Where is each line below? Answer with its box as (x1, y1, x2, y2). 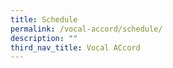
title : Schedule (10, 14, 78, 25)
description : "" (10, 33, 78, 43)
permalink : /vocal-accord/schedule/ (10, 24, 163, 34)
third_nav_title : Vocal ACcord (10, 42, 141, 53)
